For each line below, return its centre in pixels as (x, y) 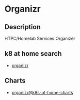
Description (23, 27)
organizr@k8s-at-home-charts (42, 92)
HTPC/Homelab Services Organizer (40, 38)
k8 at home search (33, 54)
